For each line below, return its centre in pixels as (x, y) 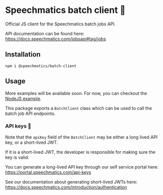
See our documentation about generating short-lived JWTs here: (71, 182)
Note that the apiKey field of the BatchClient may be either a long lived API (81, 137)
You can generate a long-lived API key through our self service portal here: (82, 167)
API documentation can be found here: (45, 33)
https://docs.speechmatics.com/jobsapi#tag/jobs (56, 39)
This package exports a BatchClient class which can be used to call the (79, 108)
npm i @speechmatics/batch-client (41, 66)
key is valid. (17, 157)
